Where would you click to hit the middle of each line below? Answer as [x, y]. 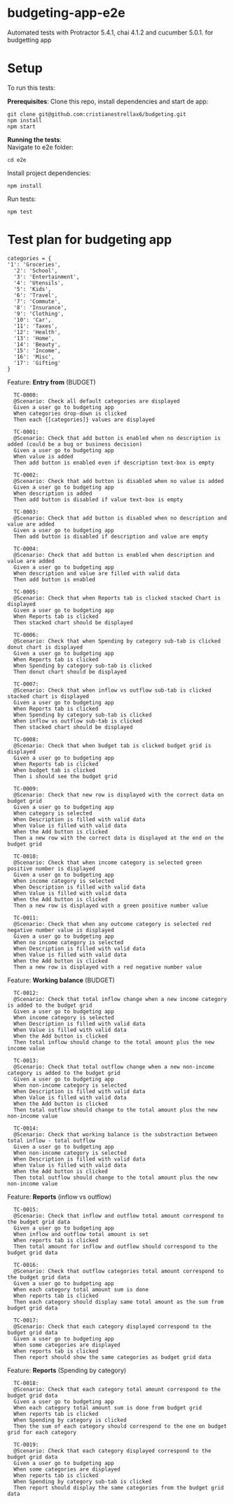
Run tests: [22, 199]
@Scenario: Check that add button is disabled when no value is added [119, 481]
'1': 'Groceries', [34, 264]
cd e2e [17, 160]
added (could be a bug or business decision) [75, 444]
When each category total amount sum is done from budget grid [108, 1407]
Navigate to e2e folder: [40, 147]
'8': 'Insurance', [41, 307]
